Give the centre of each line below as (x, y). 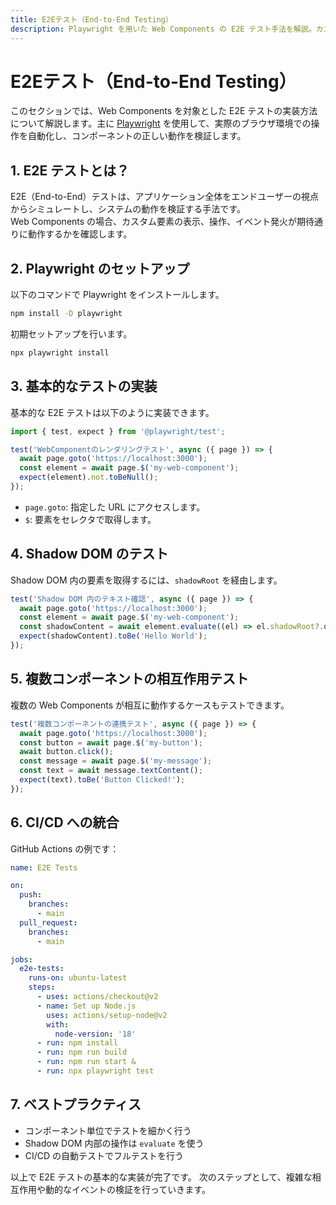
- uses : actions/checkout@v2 (97, 997)
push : (31, 895)
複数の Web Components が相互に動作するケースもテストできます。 (150, 705)
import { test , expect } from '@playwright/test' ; (118, 431)
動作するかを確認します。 (80, 234)
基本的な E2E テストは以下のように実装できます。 (112, 412)
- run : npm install (77, 1043)
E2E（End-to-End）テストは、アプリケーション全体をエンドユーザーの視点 (165, 197)
